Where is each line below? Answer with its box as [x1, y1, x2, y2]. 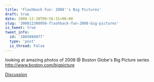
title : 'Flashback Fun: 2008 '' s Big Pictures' [5, 7, 102, 12]
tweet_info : [5, 30, 29, 35]
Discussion [5, 71, 27, 77]
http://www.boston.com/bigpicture [5, 62, 75, 68]
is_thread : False [9, 43, 45, 48]
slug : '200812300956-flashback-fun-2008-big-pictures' [5, 20, 119, 26]
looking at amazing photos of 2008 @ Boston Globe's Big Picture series [5, 57, 150, 62]
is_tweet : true [5, 25, 36, 30]
